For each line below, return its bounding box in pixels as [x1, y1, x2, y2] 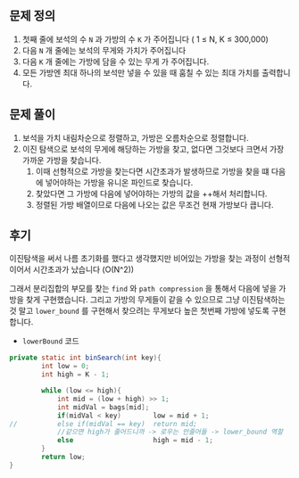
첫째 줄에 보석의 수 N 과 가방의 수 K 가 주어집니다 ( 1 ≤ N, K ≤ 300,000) [21, 34, 270, 45]
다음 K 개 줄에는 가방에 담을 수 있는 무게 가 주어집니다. [21, 56, 210, 67]
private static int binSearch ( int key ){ [9, 353, 162, 363]
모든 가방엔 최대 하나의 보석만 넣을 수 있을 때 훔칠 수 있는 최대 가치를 [21, 67, 261, 78]
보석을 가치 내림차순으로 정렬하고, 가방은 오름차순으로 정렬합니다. [21, 132, 250, 143]
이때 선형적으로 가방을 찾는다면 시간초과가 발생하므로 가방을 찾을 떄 [35, 166, 270, 177]
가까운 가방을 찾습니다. [21, 154, 102, 165]
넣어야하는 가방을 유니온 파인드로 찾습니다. [45, 177, 194, 187]
